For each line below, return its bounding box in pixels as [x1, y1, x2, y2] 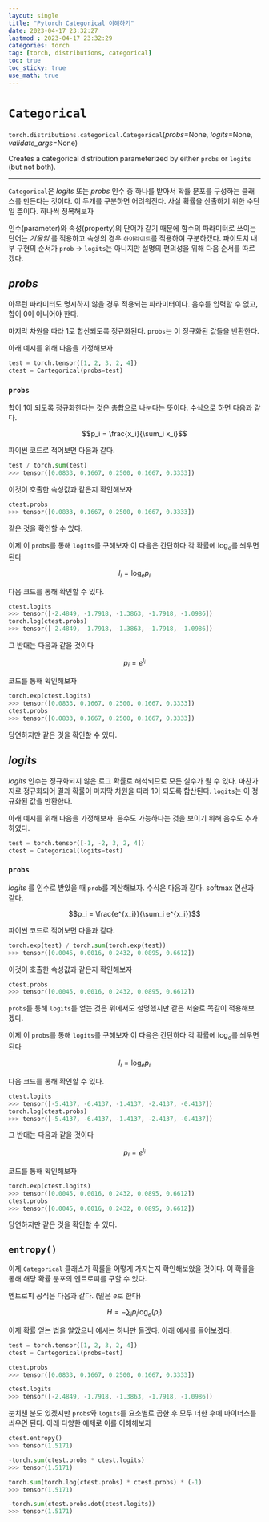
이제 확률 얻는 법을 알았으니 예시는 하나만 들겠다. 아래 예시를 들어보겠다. [8, 1325, 232, 1335]
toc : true [8, 57, 42, 65]
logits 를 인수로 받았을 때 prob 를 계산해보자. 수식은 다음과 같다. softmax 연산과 [8, 883, 255, 893]
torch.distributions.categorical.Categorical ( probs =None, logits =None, [8, 129, 253, 139]
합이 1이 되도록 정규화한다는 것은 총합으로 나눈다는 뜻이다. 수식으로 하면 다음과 [8, 403, 253, 413]
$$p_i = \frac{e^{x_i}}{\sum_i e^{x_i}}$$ [68, 909, 201, 918]
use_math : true [8, 71, 59, 79]
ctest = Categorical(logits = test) [8, 847, 124, 855]
